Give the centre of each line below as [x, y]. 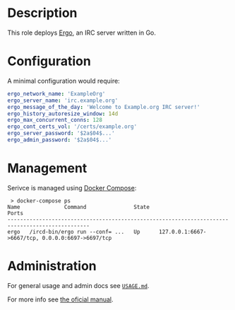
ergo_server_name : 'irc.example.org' [63, 101]
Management [47, 168]
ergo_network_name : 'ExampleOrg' [56, 93]
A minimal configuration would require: [64, 81]
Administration [52, 266]
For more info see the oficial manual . [61, 299]
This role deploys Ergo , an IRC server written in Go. [82, 33]
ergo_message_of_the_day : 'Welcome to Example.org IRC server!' [104, 107]
